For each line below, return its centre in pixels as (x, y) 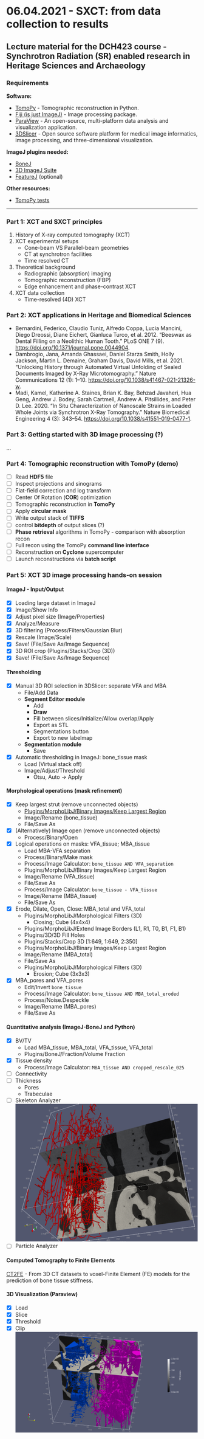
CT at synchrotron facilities (58, 254)
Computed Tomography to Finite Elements (61, 1260)
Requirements (28, 83)
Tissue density (33, 1060)
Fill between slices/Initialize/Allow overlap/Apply (93, 718)
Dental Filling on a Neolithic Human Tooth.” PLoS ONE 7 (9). (90, 341)
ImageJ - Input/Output (35, 589)
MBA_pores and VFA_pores (49, 981)
